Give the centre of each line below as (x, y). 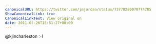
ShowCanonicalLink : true (30, 14)
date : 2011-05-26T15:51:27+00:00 (39, 23)
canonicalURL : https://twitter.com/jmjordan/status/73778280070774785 (78, 9)
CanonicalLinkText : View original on (43, 18)
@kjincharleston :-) (24, 36)
